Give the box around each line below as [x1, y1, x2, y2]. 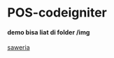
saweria [7, 43, 30, 52]
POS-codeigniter [7, 5, 107, 21]
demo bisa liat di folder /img [7, 28, 90, 36]
